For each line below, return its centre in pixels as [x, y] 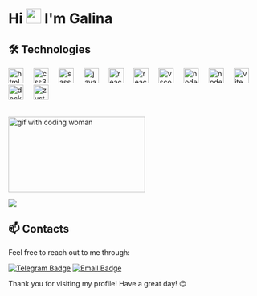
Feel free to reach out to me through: [69, 252]
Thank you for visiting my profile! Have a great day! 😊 [98, 283]
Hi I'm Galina [61, 19]
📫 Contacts [39, 229]
